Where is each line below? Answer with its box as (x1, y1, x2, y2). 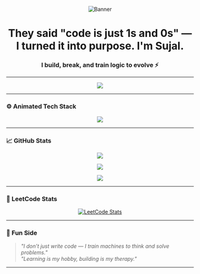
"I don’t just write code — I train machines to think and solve (20, 242, 170, 250)
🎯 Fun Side (6, 229, 37, 237)
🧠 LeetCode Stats (6, 195, 58, 203)
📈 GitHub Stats (6, 136, 52, 144)
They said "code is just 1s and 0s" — (8, 27, 192, 40)
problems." (20, 248, 48, 256)
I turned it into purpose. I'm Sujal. (15, 39, 185, 53)
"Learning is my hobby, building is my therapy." (20, 255, 137, 262)
